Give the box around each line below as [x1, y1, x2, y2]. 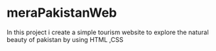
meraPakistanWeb [6, 5, 117, 21]
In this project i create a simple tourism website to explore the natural [6, 28, 209, 36]
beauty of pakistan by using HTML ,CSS [6, 35, 124, 43]
